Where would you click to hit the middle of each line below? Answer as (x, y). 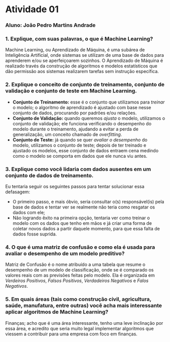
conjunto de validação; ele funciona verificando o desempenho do (82, 123)
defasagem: (18, 192)
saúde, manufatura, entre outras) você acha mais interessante (84, 305)
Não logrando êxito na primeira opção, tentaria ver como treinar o (81, 218)
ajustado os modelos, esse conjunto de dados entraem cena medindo (86, 150)
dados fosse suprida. (35, 234)
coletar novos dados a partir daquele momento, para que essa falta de (86, 229)
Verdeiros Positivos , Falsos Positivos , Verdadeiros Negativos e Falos (77, 281)
